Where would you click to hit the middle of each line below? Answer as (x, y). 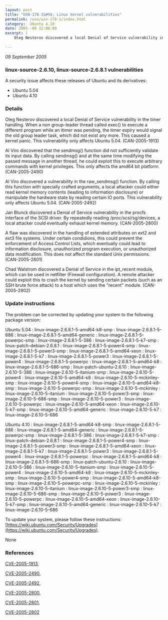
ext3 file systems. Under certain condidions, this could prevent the (74, 238)
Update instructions (30, 304)
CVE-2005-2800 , (23, 592)
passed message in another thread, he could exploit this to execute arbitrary (84, 161)
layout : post (19, 10)
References (19, 553)
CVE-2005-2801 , (22, 602)
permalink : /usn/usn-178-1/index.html (45, 19)
